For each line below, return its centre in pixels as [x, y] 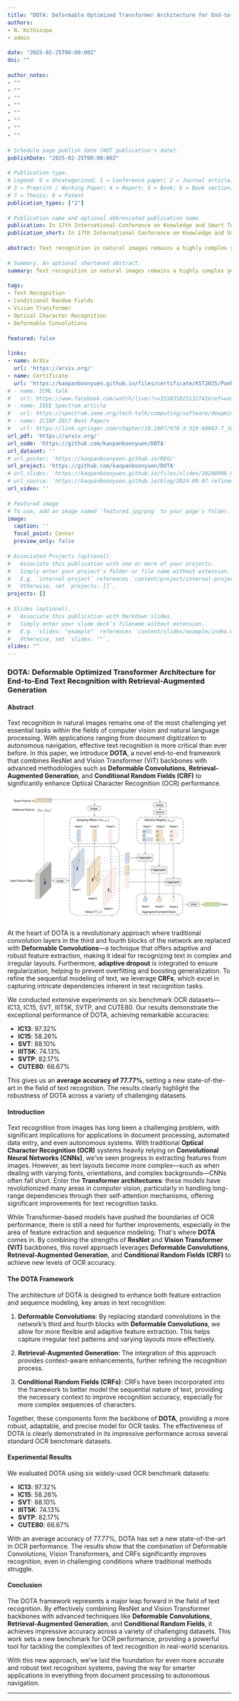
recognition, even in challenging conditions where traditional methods [110, 1561]
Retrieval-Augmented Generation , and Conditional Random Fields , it [110, 1623]
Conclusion [25, 1585]
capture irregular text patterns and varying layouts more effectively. [117, 1339]
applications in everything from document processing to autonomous [108, 1675]
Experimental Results [40, 1457]
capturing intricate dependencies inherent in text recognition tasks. [106, 986]
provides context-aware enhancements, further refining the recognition [122, 1360]
